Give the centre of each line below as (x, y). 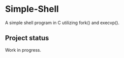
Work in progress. (23, 50)
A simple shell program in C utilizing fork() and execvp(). (62, 23)
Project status (27, 38)
